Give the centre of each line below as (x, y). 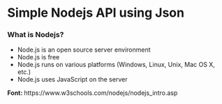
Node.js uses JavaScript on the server (72, 80)
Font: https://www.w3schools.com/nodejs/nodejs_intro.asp (92, 93)
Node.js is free (38, 57)
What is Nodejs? (36, 35)
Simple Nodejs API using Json (96, 13)
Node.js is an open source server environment (84, 50)
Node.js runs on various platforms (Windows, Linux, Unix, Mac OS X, (116, 65)
